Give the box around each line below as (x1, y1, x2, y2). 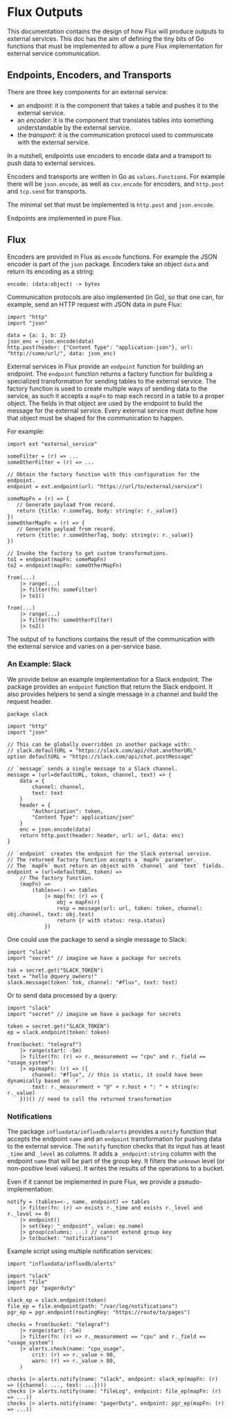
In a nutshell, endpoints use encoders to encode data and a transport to (7, 151, 212, 160)
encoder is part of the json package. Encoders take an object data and (7, 259, 209, 268)
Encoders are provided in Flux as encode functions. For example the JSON (7, 252, 217, 261)
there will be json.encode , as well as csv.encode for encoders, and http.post (7, 180, 224, 188)
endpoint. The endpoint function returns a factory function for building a (7, 369, 213, 378)
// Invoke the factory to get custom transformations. (7, 549, 169, 557)
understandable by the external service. (17, 123, 132, 132)
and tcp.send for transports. (7, 187, 87, 195)
